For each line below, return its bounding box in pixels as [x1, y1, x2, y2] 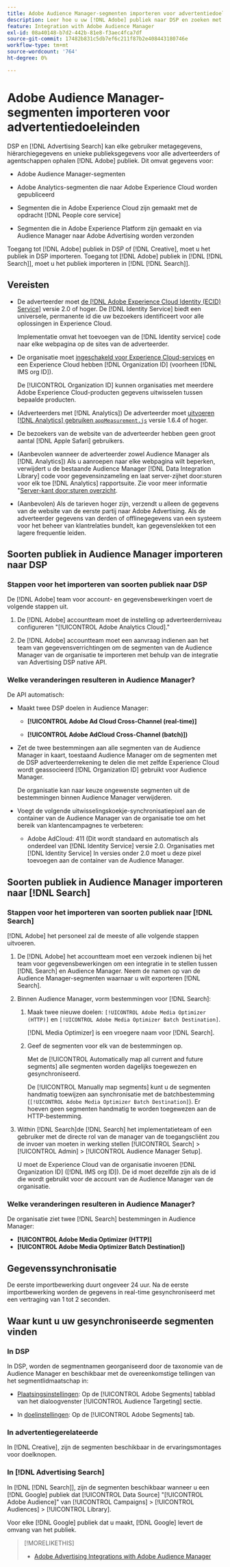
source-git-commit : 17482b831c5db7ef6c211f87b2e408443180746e [7, 36, 188, 42]
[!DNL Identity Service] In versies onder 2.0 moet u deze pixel [27, 849, 201, 857]
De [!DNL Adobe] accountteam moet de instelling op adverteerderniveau [16, 616, 222, 624]
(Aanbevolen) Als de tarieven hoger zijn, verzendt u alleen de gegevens [16, 499, 219, 508]
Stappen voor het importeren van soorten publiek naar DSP [7, 580, 207, 589]
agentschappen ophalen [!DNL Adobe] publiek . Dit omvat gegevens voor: [7, 156, 214, 164]
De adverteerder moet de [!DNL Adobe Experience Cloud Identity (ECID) [16, 297, 221, 306]
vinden [7, 1326, 38, 1337]
